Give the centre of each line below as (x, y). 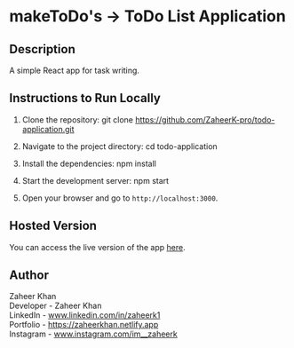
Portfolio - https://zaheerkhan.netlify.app (84, 325)
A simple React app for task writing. (75, 70)
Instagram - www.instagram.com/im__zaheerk (93, 334)
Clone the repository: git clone (77, 119)
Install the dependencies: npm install (89, 163)
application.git (48, 129)
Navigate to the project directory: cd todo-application (119, 146)
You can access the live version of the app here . (97, 247)
